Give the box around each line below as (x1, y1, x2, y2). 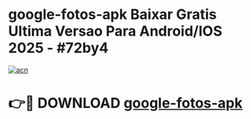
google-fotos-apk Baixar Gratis (8, 6, 217, 24)
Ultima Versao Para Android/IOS (8, 22, 223, 40)
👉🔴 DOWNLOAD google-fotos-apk (8, 95, 243, 112)
